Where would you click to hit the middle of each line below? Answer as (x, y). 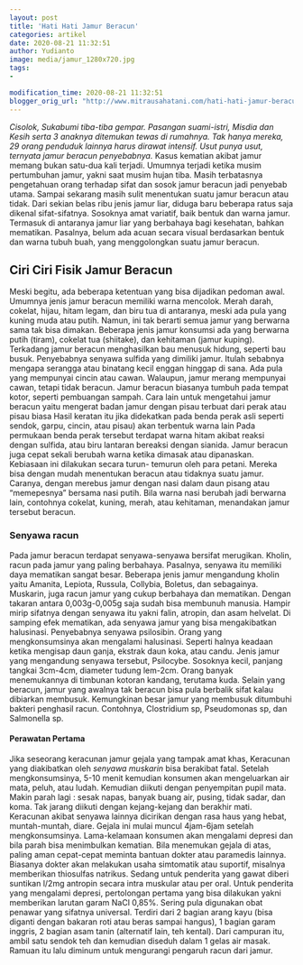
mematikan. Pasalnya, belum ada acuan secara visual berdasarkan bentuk (147, 232)
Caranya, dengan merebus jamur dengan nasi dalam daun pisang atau (140, 483)
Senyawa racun (44, 536)
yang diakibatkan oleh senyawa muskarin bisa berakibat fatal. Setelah (139, 768)
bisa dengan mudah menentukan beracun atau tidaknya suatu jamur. (137, 473)
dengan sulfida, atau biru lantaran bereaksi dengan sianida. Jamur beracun (149, 445)
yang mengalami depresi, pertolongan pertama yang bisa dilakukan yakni (145, 893)
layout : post (34, 18)
